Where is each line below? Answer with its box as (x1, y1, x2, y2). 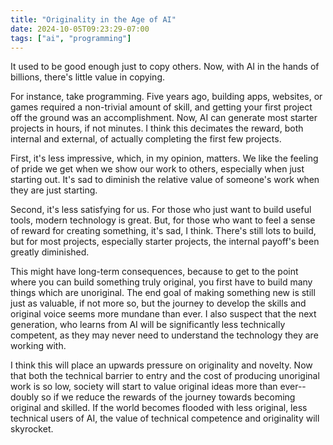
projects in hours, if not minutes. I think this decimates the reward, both (10, 122, 304, 135)
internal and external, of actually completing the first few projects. (10, 133, 282, 145)
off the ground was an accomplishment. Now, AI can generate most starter (10, 112, 318, 124)
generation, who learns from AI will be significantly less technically (10, 319, 286, 331)
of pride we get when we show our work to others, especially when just (10, 163, 305, 175)
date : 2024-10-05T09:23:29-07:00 (10, 24, 150, 34)
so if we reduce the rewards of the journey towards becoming (41, 391, 296, 403)
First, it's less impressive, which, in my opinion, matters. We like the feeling (10, 152, 319, 165)
